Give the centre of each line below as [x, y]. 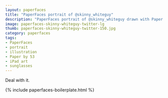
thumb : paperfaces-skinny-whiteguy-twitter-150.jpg [60, 29]
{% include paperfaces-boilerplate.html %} [50, 90]
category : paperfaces [28, 33]
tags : [11, 38]
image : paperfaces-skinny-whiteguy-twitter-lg [55, 24]
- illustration [21, 52]
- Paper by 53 [20, 57]
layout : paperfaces [26, 10]
